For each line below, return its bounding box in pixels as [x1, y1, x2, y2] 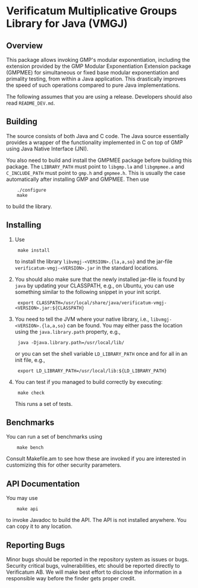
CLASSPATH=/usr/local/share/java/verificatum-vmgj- [36, 299, 167, 306]
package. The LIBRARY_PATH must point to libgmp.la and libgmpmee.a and [6, 162, 184, 170]
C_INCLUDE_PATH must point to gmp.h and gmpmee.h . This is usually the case [6, 169, 186, 176]
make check [17, 390, 45, 396]
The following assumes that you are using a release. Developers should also [6, 93, 193, 100]
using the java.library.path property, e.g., [14, 328, 121, 335]
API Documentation [6, 478, 80, 489]
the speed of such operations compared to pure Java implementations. [6, 82, 180, 89]
